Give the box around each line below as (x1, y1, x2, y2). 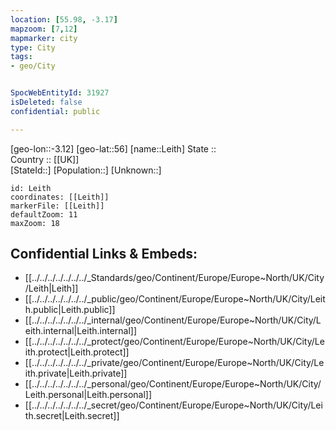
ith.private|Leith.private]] (24, 367, 128, 380)
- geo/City (10, 61, 56, 71)
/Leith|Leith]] (24, 282, 79, 295)
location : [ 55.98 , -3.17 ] (10, 14, 118, 25)
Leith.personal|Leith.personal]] (24, 389, 153, 401)
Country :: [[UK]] (10, 153, 80, 165)
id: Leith (10, 183, 52, 193)
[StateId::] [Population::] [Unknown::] (10, 164, 162, 176)
